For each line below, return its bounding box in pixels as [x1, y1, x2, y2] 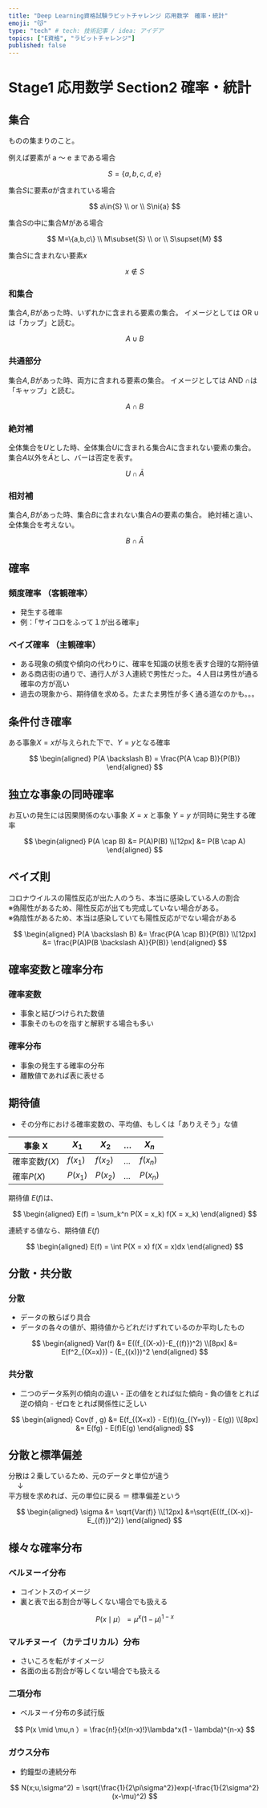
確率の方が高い [19, 679, 70, 689]
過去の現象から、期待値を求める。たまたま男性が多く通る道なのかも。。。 [19, 689, 259, 699]
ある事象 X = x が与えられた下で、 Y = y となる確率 [8, 737, 171, 747]
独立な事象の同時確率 [8, 787, 114, 801]
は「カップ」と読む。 [8, 318, 79, 327]
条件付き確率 [8, 715, 72, 729]
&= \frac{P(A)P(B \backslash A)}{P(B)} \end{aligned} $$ [42, 937, 228, 947]
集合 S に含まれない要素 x [8, 250, 87, 261]
